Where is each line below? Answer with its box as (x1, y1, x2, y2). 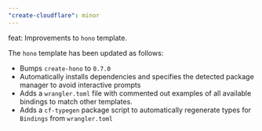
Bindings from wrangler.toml (19, 113, 113, 122)
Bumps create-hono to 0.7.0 (19, 64, 111, 73)
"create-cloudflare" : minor (8, 11, 100, 20)
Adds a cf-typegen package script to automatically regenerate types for (19, 105, 252, 115)
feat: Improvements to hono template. (8, 33, 128, 42)
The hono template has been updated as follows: (8, 48, 164, 57)
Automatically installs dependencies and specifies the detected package (19, 71, 255, 81)
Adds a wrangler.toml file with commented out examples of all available (19, 88, 252, 98)
